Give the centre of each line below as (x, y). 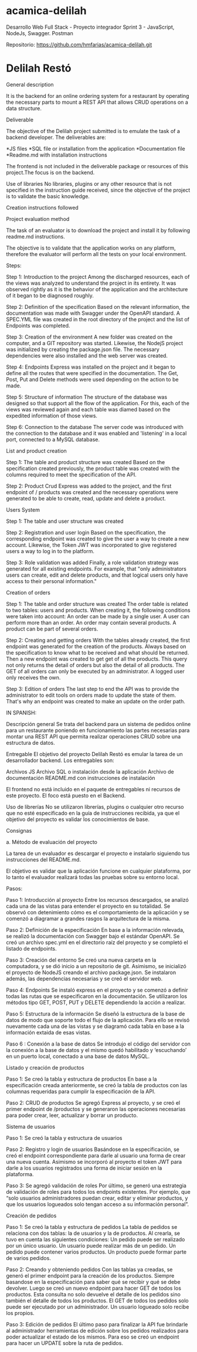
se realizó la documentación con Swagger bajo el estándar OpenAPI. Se (93, 936)
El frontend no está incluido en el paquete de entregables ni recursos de (93, 789)
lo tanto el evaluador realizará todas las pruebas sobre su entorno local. (93, 877)
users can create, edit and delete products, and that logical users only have (97, 575)
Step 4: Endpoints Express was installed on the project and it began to (91, 367)
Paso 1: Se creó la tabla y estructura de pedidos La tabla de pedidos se (92, 1227)
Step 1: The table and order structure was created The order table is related (97, 604)
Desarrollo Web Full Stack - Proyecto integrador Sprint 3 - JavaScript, (90, 27)
